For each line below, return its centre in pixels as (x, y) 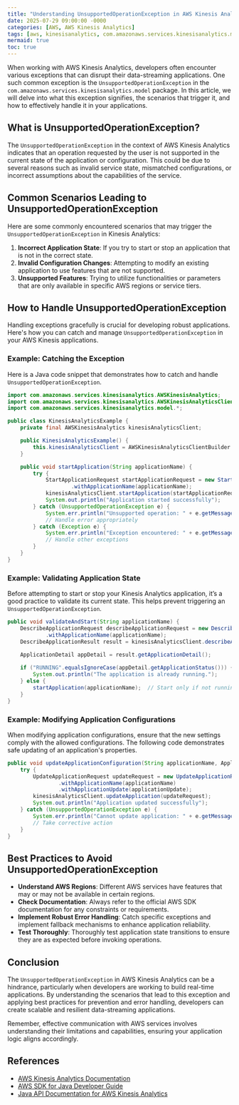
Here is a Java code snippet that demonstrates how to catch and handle (113, 374)
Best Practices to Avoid (60, 858)
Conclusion (33, 962)
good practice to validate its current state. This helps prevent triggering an (116, 601)
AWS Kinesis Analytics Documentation (74, 1078)
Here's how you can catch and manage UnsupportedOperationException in (115, 333)
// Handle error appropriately (92, 520)
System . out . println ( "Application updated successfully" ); (121, 803)
